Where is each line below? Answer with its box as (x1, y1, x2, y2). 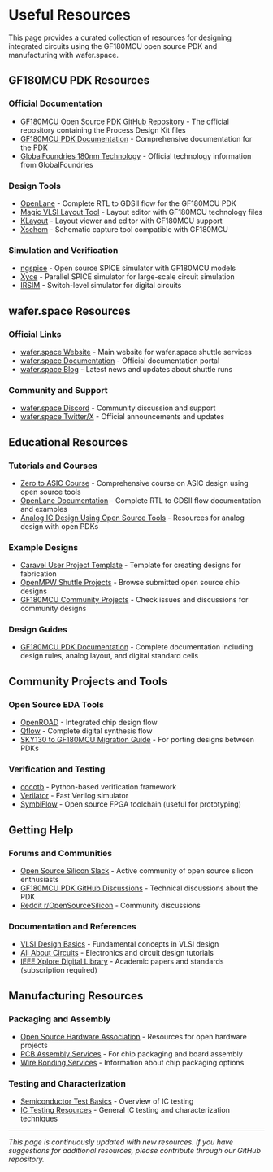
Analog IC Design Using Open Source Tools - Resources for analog (19, 513, 245, 523)
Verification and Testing (8, 763, 106, 775)
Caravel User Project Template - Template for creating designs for (19, 560, 241, 571)
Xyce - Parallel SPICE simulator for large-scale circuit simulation (19, 272, 236, 282)
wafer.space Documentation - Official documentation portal (19, 356, 220, 365)
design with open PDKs (19, 521, 99, 531)
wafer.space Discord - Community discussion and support (19, 403, 216, 413)
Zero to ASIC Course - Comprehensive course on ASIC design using (19, 478, 249, 488)
